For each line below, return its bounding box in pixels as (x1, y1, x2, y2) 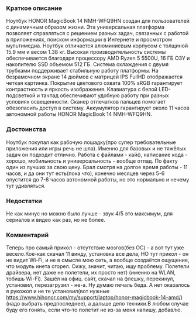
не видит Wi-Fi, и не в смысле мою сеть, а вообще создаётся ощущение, (6, 256, 190, 264)
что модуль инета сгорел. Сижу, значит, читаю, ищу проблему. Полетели (6, 263, 190, 270)
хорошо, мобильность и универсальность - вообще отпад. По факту (6, 157, 178, 164)
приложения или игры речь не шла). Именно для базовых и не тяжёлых (6, 145, 186, 152)
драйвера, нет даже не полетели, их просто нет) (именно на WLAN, (6, 269, 176, 276)
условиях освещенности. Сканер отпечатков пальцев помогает (6, 98, 166, 105)
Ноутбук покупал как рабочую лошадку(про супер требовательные (6, 139, 177, 146)
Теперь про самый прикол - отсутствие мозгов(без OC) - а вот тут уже (6, 244, 184, 251)
